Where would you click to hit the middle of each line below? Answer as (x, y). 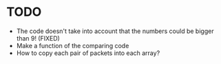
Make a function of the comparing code (73, 45)
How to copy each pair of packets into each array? (88, 53)
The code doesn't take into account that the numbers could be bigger (115, 31)
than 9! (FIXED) (38, 38)
